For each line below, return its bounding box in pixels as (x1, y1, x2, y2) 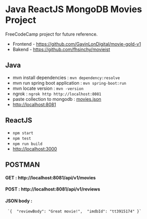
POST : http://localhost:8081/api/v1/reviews (5, 186, 100, 192)
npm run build (12, 141, 43, 147)
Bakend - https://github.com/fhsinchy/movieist (12, 46, 111, 52)
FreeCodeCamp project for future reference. (5, 31, 98, 37)
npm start (12, 130, 34, 135)
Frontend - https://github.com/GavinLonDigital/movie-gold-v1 (12, 41, 141, 47)
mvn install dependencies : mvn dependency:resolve (12, 75, 120, 81)
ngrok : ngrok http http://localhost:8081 (12, 90, 101, 97)
